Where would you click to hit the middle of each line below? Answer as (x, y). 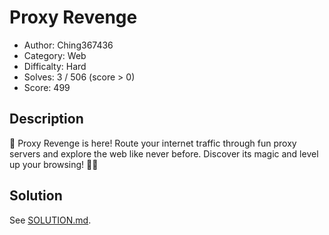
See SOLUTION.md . (50, 220)
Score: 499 (47, 87)
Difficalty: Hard (55, 66)
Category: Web (55, 55)
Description (46, 119)
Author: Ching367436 (68, 45)
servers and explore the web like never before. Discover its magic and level (164, 153)
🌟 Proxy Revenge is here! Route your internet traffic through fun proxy (153, 143)
